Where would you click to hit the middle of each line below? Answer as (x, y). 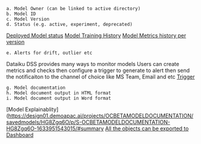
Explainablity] (42, 109)
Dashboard (20, 135)
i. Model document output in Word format (59, 98)
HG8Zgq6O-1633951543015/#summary (55, 128)
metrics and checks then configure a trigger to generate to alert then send (98, 70)
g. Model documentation (36, 88)
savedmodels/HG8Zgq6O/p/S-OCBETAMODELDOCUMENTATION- (88, 122)
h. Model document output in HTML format (59, 93)
